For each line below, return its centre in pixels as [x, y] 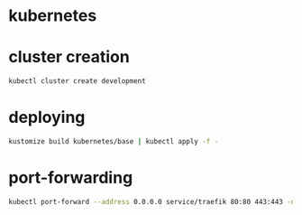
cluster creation [69, 57]
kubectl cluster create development [77, 81]
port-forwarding [71, 178]
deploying [47, 117]
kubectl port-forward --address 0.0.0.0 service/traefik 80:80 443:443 [146, 201]
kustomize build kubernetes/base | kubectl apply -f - [114, 141]
